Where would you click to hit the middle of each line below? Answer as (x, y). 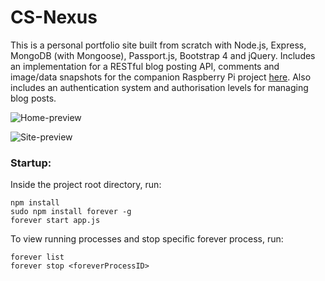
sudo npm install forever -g (71, 212)
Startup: (31, 163)
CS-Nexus (54, 17)
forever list (37, 257)
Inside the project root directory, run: (86, 185)
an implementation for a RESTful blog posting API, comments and (145, 66)
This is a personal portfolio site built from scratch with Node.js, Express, (158, 45)
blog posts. (33, 98)
